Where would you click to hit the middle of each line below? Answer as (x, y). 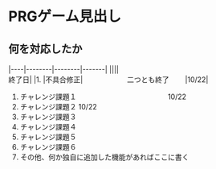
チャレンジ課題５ (48, 137)
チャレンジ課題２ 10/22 (59, 107)
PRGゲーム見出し (65, 16)
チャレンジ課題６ (48, 147)
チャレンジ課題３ (48, 117)
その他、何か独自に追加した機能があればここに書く (104, 157)
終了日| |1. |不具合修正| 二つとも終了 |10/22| (108, 80)
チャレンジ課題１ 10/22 (103, 97)
